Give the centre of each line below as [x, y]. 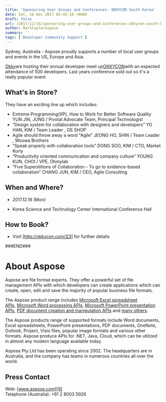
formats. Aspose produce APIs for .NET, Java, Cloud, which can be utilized [81, 336]
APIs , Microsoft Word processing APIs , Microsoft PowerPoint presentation [80, 305]
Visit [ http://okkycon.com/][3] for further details [61, 236]
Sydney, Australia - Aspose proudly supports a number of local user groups [82, 51]
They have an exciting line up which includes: [51, 104]
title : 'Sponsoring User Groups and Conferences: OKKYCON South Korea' [80, 10]
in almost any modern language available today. [54, 341]
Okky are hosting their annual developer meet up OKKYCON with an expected [83, 66]
